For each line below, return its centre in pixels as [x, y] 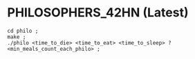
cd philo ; [23, 31]
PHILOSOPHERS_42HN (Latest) [98, 13]
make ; [17, 37]
